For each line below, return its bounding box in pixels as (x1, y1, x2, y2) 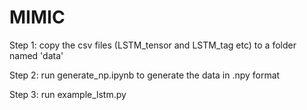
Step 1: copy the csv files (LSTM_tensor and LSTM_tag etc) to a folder (9, 39, 297, 51)
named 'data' (9, 49, 64, 61)
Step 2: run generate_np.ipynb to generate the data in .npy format (9, 69, 281, 81)
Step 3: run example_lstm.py (9, 88, 127, 100)
